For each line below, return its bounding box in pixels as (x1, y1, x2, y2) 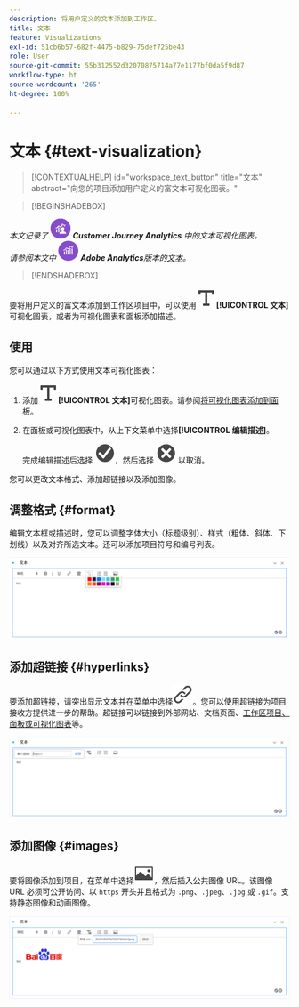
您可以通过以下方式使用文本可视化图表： (9, 365, 158, 375)
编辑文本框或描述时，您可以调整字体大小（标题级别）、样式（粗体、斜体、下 (9, 528, 287, 538)
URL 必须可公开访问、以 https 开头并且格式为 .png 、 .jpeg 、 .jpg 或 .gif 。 (9, 886, 282, 897)
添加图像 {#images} (9, 839, 119, 854)
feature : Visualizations (9, 33, 101, 42)
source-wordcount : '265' (9, 80, 101, 89)
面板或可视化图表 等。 (9, 718, 87, 729)
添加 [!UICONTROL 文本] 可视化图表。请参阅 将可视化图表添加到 (21, 395, 271, 406)
